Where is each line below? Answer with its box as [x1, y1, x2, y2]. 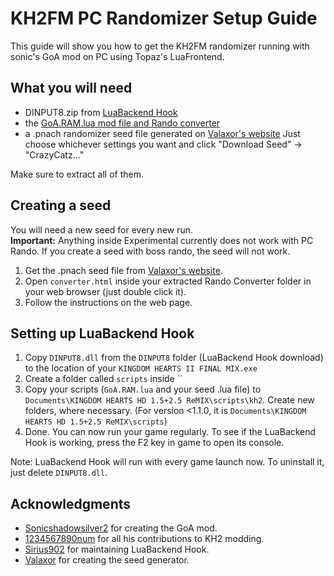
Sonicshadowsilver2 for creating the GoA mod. [24, 522, 218, 534]
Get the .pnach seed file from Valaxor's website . [24, 264, 223, 276]
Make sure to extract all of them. [10, 168, 144, 180]
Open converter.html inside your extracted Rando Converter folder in [24, 275, 312, 287]
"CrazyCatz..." [24, 148, 85, 161]
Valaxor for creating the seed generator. [24, 554, 190, 566]
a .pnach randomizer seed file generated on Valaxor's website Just [24, 127, 301, 139]
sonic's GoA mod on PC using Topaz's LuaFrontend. [10, 50, 225, 62]
